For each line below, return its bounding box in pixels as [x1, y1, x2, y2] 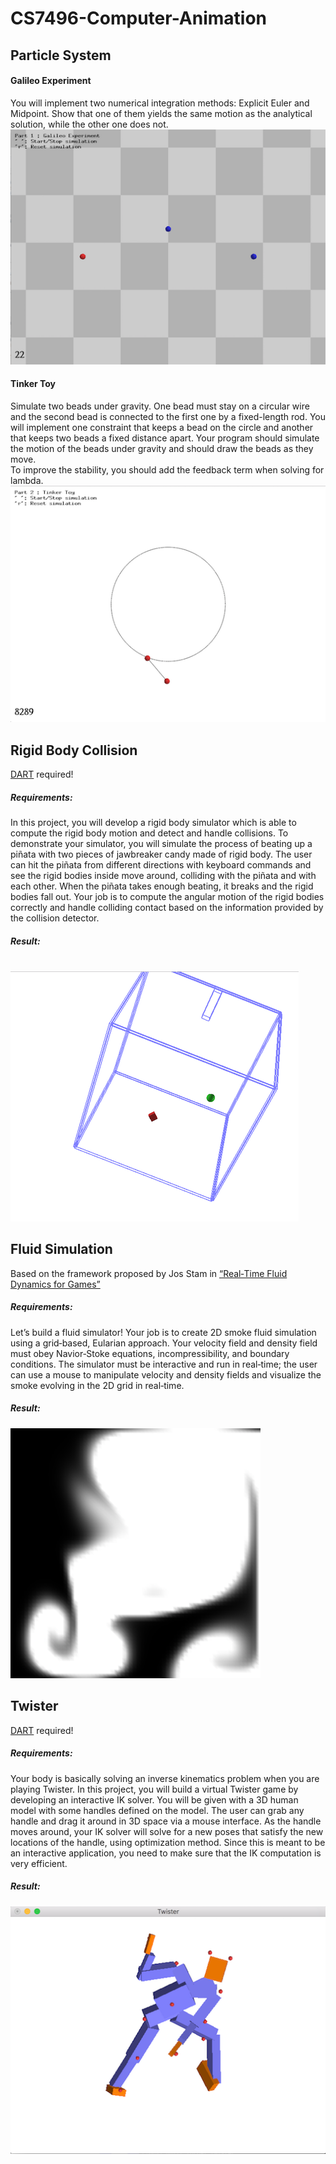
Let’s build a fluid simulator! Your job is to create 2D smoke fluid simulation [10, 1326, 317, 1338]
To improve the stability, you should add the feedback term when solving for [10, 464, 325, 476]
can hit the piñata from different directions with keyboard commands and [10, 859, 312, 871]
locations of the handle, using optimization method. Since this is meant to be [10, 1836, 326, 1848]
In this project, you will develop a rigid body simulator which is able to [10, 817, 297, 829]
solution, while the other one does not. [10, 118, 169, 130]
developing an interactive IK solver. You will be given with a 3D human [10, 1793, 299, 1806]
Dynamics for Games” [10, 1278, 101, 1290]
